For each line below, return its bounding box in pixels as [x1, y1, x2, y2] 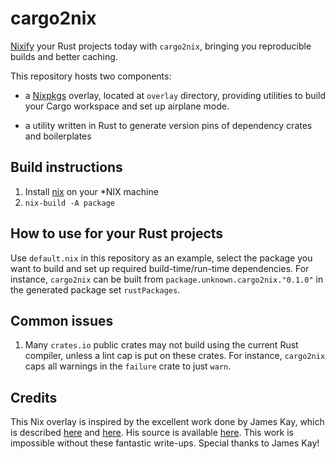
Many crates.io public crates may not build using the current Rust [24, 339, 299, 351]
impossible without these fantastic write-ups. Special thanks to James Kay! [10, 437, 320, 449]
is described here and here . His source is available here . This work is [10, 427, 294, 439]
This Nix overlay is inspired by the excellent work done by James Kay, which [10, 416, 325, 428]
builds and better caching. [10, 50, 118, 62]
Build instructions [10, 159, 123, 176]
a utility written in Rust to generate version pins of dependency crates [24, 119, 313, 131]
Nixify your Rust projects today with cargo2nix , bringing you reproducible [10, 40, 312, 52]
